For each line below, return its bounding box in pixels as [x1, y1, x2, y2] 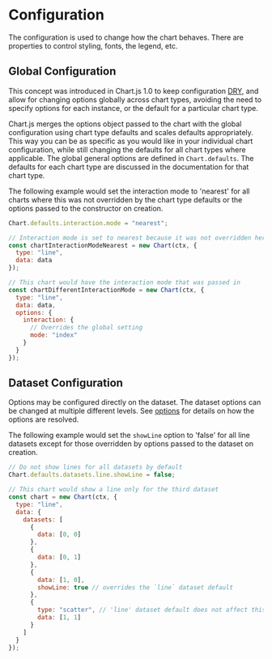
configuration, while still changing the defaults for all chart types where [8, 144, 246, 155]
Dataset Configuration [8, 376, 124, 390]
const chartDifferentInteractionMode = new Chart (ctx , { [8, 286, 205, 294]
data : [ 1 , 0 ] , [37, 576, 85, 584]
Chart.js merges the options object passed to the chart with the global [8, 119, 242, 129]
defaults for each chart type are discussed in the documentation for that [8, 162, 249, 172]
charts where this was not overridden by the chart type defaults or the [8, 194, 243, 204]
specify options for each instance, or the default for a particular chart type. [8, 103, 259, 113]
